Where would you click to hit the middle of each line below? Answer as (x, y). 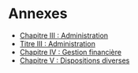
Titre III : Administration (58, 43)
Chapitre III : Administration (64, 35)
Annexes (38, 14)
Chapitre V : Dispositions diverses (75, 60)
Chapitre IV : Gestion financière (71, 52)
